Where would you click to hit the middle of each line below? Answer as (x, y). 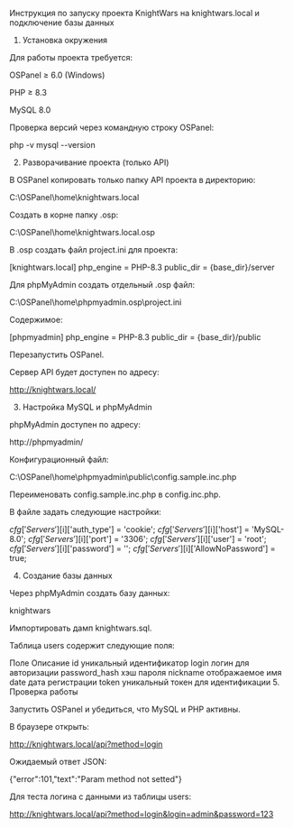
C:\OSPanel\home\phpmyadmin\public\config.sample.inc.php (123, 477)
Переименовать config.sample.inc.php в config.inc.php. (115, 494)
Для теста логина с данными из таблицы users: (101, 796)
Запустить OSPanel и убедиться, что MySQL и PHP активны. (125, 709)
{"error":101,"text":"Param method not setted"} (96, 779)
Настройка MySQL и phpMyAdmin (87, 407)
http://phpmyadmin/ (46, 442)
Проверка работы (44, 692)
